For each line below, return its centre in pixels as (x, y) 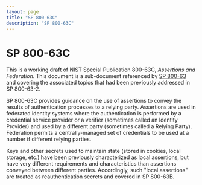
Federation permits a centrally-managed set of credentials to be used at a (98, 133)
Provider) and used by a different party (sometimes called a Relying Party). (99, 126)
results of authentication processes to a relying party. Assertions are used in (101, 107)
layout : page (23, 12)
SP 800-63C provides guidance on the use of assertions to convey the (94, 101)
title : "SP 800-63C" (32, 18)
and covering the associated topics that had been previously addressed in (98, 83)
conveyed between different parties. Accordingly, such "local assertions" (97, 170)
